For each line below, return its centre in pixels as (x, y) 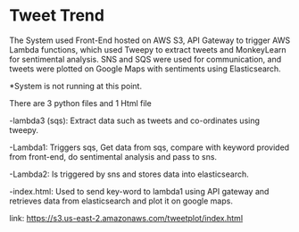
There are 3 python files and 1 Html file (80, 103)
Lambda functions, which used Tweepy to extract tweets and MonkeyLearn (148, 49)
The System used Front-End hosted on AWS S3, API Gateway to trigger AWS (150, 40)
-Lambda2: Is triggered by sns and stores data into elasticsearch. (129, 174)
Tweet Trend (57, 16)
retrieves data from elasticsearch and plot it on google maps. (121, 201)
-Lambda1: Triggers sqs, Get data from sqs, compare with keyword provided (149, 147)
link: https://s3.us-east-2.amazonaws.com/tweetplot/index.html (126, 218)
